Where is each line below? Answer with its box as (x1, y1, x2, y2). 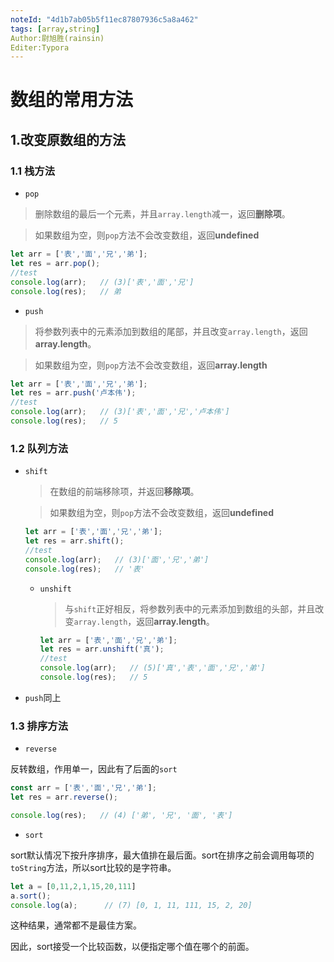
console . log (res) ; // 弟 (10, 286, 122, 296)
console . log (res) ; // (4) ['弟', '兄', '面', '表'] (10, 810, 233, 820)
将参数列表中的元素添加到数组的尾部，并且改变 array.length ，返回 (34, 325, 308, 337)
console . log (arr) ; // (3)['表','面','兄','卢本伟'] (10, 407, 230, 417)
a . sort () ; (10, 891, 52, 901)
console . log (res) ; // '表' (24, 564, 145, 574)
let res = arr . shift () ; (24, 536, 125, 546)
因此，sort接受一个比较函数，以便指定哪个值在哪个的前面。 (10, 941, 255, 953)
